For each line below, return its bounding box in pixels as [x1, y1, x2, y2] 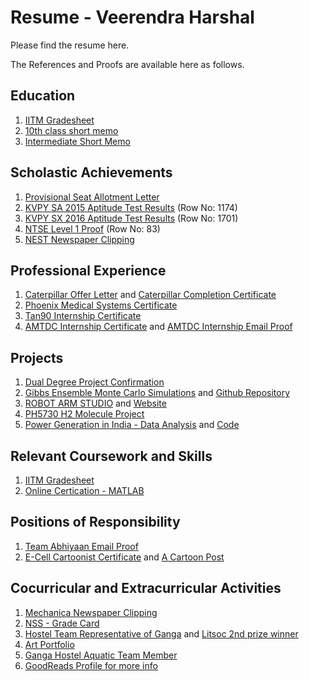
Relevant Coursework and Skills [10, 447, 213, 465]
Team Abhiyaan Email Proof [24, 540, 139, 552]
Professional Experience [10, 262, 167, 279]
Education [10, 87, 76, 105]
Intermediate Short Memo [24, 135, 131, 147]
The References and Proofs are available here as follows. [10, 58, 245, 70]
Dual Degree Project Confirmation [24, 376, 165, 388]
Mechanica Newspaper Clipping [24, 606, 158, 618]
